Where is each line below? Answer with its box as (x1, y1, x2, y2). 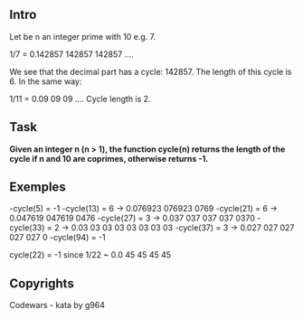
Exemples (9, 180, 66, 195)
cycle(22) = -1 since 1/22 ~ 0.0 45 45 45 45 (9, 249, 172, 260)
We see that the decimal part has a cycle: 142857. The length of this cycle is (9, 66, 292, 77)
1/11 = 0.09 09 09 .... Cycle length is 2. (9, 93, 151, 104)
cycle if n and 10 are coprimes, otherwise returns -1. (9, 153, 209, 164)
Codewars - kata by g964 (9, 300, 106, 311)
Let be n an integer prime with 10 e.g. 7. (9, 31, 156, 42)
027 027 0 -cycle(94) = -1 (9, 232, 106, 243)
